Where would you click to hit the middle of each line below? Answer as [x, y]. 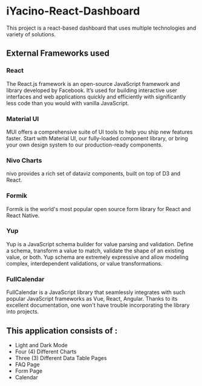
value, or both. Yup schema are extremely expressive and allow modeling [97, 257]
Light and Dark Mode [41, 345]
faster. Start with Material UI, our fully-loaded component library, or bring [97, 138]
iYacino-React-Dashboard [73, 11]
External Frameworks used [58, 54]
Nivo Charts [24, 160]
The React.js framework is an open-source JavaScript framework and [93, 83]
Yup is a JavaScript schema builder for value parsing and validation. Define [100, 244]
